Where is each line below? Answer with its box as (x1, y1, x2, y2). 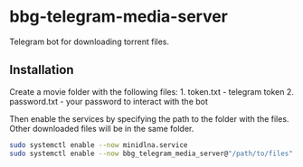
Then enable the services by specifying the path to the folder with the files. (9, 113, 289, 124)
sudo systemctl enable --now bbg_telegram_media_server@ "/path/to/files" (9, 149, 294, 158)
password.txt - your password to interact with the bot (9, 96, 208, 107)
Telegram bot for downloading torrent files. (9, 36, 170, 47)
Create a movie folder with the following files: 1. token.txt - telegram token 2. (9, 86, 294, 97)
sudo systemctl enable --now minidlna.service (9, 140, 188, 150)
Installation (9, 62, 74, 78)
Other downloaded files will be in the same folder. (9, 123, 194, 134)
